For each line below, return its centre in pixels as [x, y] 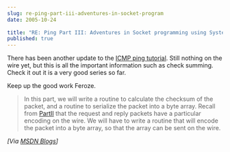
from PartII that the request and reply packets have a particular [113, 114]
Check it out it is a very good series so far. [67, 73]
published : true [30, 39]
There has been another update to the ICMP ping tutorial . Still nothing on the [115, 58]
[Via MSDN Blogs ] [33, 141]
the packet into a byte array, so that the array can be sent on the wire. [122, 128]
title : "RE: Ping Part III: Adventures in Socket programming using [107, 32]
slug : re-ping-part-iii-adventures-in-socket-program [86, 13]
